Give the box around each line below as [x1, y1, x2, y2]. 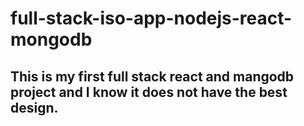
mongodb [10, 28, 93, 51]
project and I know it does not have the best [10, 83, 288, 101]
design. [10, 99, 59, 116]
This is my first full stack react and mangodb [10, 68, 295, 85]
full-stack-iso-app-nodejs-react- [10, 7, 293, 30]
